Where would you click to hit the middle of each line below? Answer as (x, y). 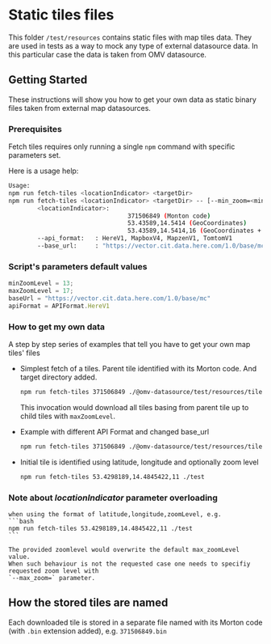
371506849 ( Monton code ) (169, 216)
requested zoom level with (54, 571)
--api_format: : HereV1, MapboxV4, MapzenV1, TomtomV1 (135, 239)
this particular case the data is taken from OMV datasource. (108, 54)
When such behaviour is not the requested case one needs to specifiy (129, 564)
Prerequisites (35, 129)
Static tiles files (61, 15)
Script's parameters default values (78, 266)
